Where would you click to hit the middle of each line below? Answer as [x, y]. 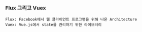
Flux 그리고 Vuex [26, 7]
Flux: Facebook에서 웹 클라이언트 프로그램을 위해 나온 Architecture [71, 19]
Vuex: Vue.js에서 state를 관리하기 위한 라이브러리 [54, 25]
